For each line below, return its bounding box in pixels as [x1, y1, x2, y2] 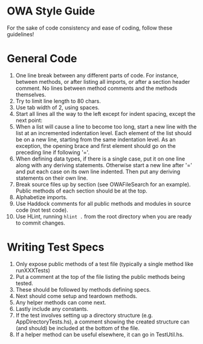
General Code [7, 52, 77, 66]
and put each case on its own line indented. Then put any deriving [15, 168, 181, 175]
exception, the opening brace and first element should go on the [15, 142, 176, 149]
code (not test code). [15, 206, 68, 214]
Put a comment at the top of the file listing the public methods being [15, 273, 185, 280]
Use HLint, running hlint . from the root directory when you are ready [15, 212, 192, 220]
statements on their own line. [15, 174, 88, 182]
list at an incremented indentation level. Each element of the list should [15, 129, 192, 136]
